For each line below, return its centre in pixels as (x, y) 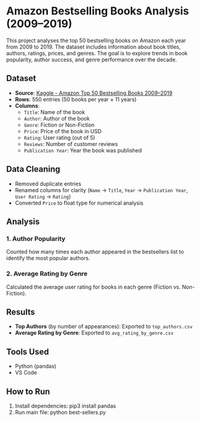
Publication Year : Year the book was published (83, 150)
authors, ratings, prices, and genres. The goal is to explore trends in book (97, 53)
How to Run (28, 391)
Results (21, 312)
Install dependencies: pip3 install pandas (65, 406)
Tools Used (28, 351)
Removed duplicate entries (48, 184)
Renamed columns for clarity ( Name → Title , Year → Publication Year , (101, 190)
